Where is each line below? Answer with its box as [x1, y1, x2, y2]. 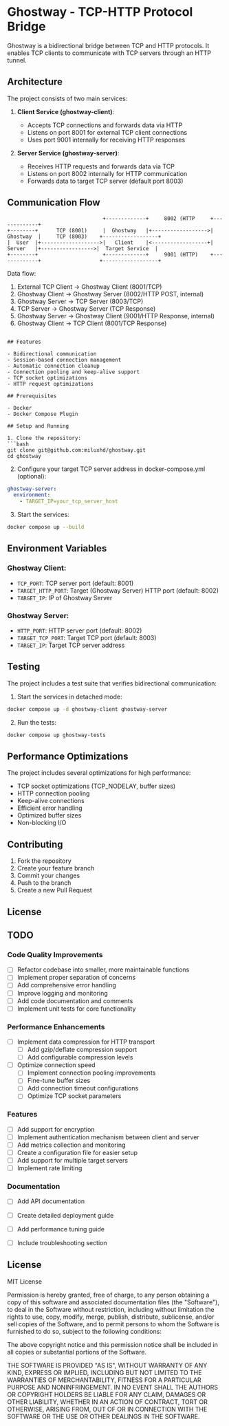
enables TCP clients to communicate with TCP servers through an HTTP [7, 49, 212, 57]
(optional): [17, 472, 47, 480]
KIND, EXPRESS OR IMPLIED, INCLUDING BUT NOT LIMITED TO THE [7, 1368, 202, 1376]
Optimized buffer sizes [17, 811, 82, 820]
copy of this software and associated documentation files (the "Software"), [7, 1297, 220, 1306]
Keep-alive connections [17, 797, 85, 805]
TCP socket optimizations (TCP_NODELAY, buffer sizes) [17, 782, 176, 791]
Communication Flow [7, 197, 101, 208]
